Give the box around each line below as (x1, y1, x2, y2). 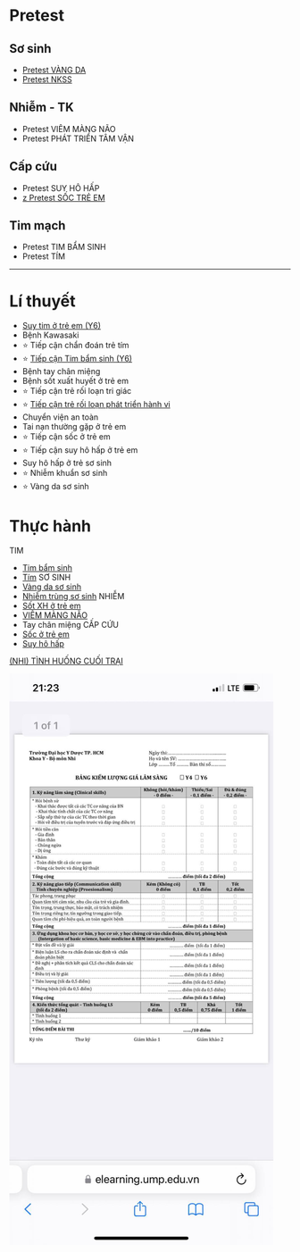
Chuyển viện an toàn (21, 412, 99, 422)
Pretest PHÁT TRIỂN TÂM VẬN (21, 133, 134, 144)
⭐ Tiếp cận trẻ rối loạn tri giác (21, 386, 132, 396)
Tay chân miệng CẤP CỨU (21, 620, 119, 630)
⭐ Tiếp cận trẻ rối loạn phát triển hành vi (21, 399, 171, 410)
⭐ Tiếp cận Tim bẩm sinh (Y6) (21, 354, 132, 364)
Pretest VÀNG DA (21, 64, 87, 75)
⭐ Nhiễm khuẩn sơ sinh (21, 468, 108, 479)
